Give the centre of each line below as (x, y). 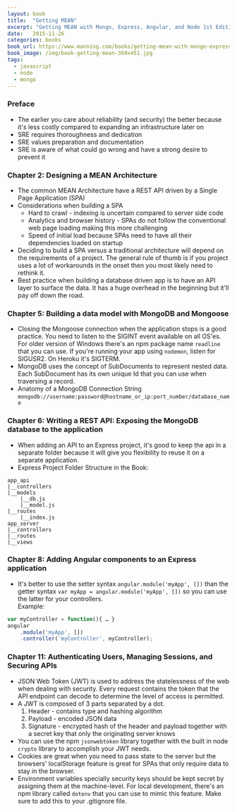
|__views (20, 542)
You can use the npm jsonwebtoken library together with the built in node (123, 741)
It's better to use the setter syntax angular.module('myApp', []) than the (123, 584)
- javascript (33, 66)
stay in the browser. (46, 771)
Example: (31, 606)
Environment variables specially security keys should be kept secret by (121, 778)
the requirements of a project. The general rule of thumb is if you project (123, 257)
